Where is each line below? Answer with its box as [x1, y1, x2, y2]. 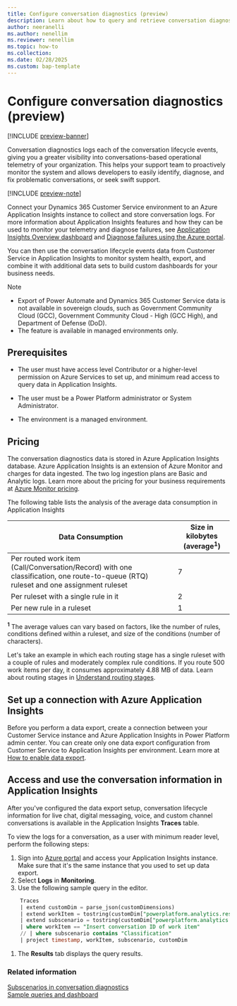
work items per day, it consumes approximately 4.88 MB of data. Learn [7, 666, 214, 674]
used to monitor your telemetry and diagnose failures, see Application [7, 225, 210, 234]
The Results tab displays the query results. [17, 949, 143, 957]
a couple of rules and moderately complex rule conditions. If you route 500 [7, 658, 225, 667]
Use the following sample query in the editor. [17, 883, 148, 892]
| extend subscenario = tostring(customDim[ [20, 917, 153, 924]
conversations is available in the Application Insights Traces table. [7, 818, 200, 827]
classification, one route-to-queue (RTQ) [11, 571, 149, 581]
